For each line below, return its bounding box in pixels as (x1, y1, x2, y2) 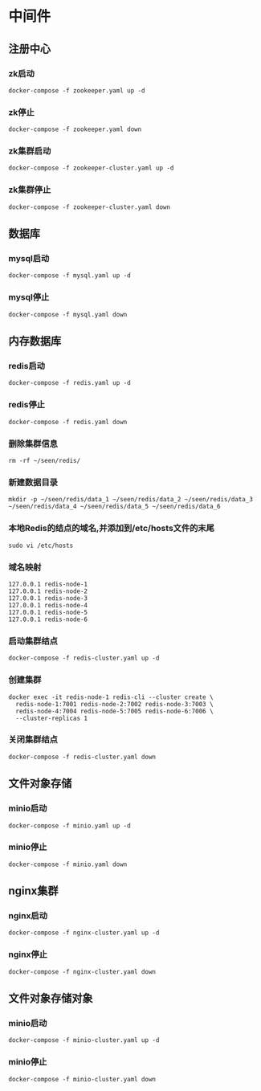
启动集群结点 (8, 635, 59, 647)
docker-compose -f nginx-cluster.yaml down (8, 967, 157, 976)
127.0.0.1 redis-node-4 (8, 601, 88, 609)
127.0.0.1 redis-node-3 (8, 594, 88, 603)
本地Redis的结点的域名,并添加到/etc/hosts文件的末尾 (8, 523, 215, 534)
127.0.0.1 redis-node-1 (8, 580, 88, 588)
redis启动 (8, 361, 46, 372)
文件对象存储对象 (8, 991, 93, 1005)
